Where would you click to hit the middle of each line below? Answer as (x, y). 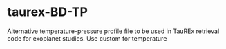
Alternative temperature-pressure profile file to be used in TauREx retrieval (113, 31)
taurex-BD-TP (48, 12)
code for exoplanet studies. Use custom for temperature (87, 38)
